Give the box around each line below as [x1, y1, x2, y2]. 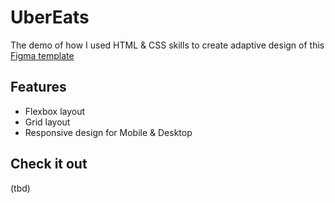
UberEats [10, 6, 90, 29]
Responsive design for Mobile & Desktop [24, 126, 193, 138]
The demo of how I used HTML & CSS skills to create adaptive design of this [10, 39, 325, 51]
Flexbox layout [24, 105, 86, 117]
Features [10, 79, 67, 96]
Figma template [10, 49, 75, 61]
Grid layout [24, 116, 71, 128]
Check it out [10, 156, 88, 173]
